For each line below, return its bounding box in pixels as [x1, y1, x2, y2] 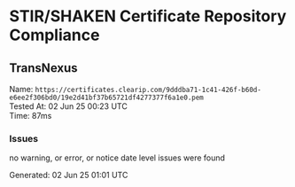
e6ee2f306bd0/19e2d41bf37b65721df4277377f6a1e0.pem [9, 93, 204, 102]
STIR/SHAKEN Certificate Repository [9, 6, 287, 27]
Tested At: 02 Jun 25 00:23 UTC [9, 101, 128, 112]
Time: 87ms [9, 111, 52, 121]
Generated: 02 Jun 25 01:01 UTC [9, 170, 128, 181]
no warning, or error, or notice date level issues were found [9, 152, 226, 163]
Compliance [9, 25, 100, 45]
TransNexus [9, 60, 78, 75]
